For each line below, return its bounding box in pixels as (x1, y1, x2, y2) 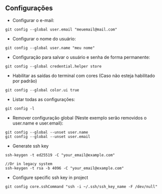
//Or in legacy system (5, 161, 52, 166)
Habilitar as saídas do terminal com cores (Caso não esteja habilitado (12, 72, 155, 78)
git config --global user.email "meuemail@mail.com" (5, 27, 117, 32)
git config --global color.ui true (5, 87, 79, 92)
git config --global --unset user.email (5, 134, 91, 139)
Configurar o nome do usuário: (12, 35, 76, 41)
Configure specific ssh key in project (12, 174, 88, 180)
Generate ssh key (12, 142, 49, 149)
